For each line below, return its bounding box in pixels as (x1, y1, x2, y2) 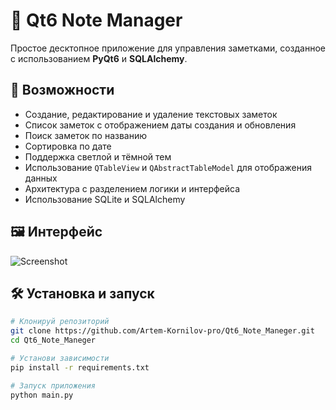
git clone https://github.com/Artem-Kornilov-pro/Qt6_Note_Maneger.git (10, 326, 315, 336)
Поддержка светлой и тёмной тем (24, 150, 172, 163)
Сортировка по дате (24, 140, 112, 152)
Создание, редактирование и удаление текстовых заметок (24, 108, 278, 120)
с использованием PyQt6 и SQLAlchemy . (10, 52, 188, 64)
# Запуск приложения (10, 380, 97, 391)
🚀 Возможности (10, 82, 115, 99)
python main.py (10, 390, 74, 400)
